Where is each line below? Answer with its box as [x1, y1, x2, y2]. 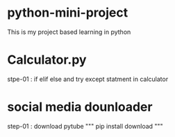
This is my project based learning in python [7, 28, 131, 36]
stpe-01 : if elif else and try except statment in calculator [7, 75, 169, 83]
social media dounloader [7, 99, 153, 115]
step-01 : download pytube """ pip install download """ [7, 122, 163, 130]
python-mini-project [7, 5, 128, 21]
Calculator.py [7, 52, 87, 68]
